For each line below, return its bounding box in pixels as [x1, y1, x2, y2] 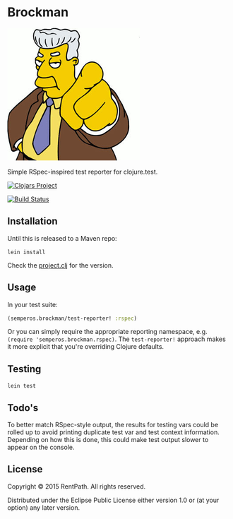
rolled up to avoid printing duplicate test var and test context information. [7, 428, 220, 436]
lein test [7, 383, 37, 390]
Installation [7, 215, 58, 227]
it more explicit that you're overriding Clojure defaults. [7, 342, 165, 351]
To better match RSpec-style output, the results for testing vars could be [7, 421, 219, 429]
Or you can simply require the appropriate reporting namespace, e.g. [7, 328, 208, 336]
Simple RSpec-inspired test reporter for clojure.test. [7, 167, 158, 176]
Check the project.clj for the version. [7, 261, 114, 269]
